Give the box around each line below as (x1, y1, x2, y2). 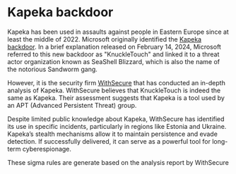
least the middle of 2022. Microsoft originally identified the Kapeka (7, 35, 202, 43)
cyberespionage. (22, 144, 72, 153)
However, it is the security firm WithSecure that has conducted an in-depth (7, 78, 226, 87)
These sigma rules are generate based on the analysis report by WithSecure (7, 158, 230, 166)
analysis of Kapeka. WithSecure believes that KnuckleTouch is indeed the (7, 86, 221, 94)
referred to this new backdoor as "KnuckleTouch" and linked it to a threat (7, 50, 220, 58)
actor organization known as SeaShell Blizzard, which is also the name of (7, 57, 220, 66)
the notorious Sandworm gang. (7, 65, 98, 73)
